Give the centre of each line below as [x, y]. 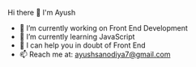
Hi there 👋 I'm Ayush [42, 13]
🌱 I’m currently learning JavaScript [77, 37]
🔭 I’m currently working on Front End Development [103, 28]
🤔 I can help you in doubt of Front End [83, 45]
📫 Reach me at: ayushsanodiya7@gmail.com [95, 54]
